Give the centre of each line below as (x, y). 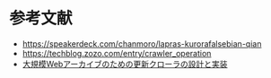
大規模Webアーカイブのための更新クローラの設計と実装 (125, 64)
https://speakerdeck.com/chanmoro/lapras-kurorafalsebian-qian (142, 43)
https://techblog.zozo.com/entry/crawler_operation (117, 53)
